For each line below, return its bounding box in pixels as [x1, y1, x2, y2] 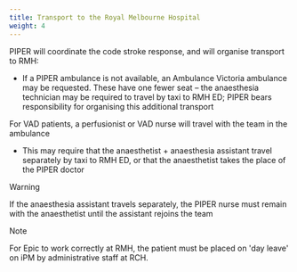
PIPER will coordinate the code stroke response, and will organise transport [9, 45, 285, 56]
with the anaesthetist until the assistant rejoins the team [9, 208, 213, 218]
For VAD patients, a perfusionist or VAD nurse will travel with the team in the [9, 118, 288, 129]
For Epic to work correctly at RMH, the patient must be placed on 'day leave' [9, 243, 289, 253]
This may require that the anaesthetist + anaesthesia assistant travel [21, 144, 273, 156]
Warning [9, 181, 40, 192]
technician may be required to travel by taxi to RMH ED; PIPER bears [21, 91, 273, 103]
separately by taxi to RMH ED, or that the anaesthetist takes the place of [21, 154, 286, 165]
